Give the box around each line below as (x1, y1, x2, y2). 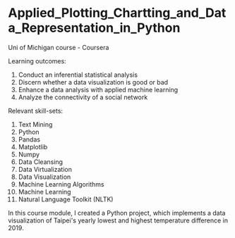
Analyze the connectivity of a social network (18, 93, 148, 101)
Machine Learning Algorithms (18, 180, 104, 188)
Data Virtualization (18, 165, 73, 173)
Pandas (18, 135, 41, 144)
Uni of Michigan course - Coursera (8, 43, 109, 51)
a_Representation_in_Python (8, 20, 181, 36)
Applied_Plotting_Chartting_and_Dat (8, 5, 227, 21)
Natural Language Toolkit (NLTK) (18, 195, 114, 203)
